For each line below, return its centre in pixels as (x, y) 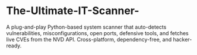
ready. (14, 46)
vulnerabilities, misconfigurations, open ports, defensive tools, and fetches (97, 33)
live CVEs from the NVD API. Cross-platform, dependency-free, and (89, 39)
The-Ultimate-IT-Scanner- (73, 11)
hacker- (182, 39)
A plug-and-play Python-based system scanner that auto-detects (86, 27)
